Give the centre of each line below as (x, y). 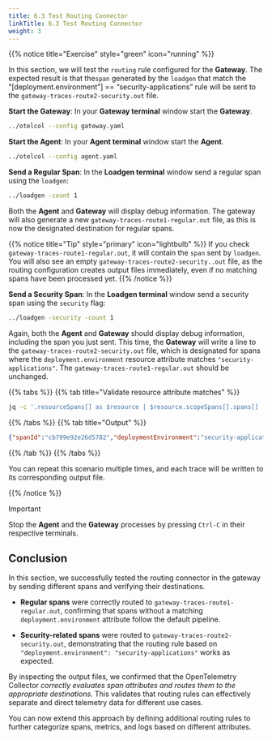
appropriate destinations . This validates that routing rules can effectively (130, 694)
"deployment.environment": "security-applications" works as (125, 652)
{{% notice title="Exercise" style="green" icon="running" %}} (111, 54)
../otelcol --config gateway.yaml (67, 127)
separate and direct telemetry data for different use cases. (106, 703)
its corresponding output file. (57, 477)
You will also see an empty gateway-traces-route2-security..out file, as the (136, 261)
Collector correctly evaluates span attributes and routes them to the (122, 686)
